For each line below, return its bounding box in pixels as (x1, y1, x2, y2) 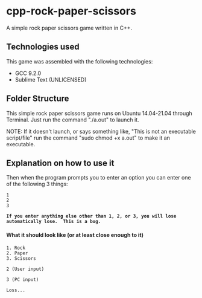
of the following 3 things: (6, 180, 68, 188)
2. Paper (6, 250, 28, 256)
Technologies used (6, 42, 80, 52)
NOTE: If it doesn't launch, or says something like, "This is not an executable (6, 128, 196, 135)
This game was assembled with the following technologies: (6, 57, 153, 65)
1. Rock (6, 245, 26, 251)
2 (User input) (6, 266, 45, 272)
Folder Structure (6, 94, 69, 104)
